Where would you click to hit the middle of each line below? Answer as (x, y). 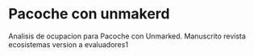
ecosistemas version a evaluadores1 (69, 44)
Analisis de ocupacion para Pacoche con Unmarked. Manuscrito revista (127, 36)
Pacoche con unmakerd (89, 14)
